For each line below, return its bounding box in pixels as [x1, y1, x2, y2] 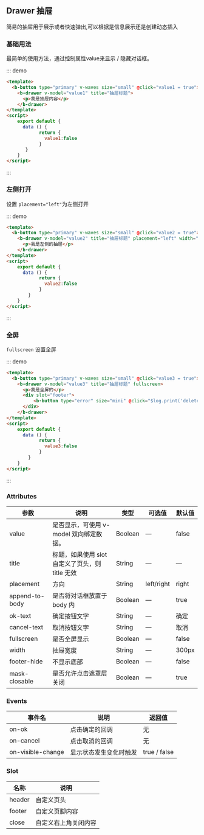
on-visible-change [9, 748, 65, 756]
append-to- [9, 592, 45, 600]
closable [9, 677, 34, 685]
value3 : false [44, 443, 78, 449]
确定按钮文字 [52, 612, 89, 620]
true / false [143, 748, 174, 756]
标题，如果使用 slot [52, 550, 107, 559]
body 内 [52, 601, 75, 609]
